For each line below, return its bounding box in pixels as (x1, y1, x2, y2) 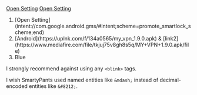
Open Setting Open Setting (6, 5, 72, 12)
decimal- (159, 76, 181, 83)
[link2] (162, 35, 179, 42)
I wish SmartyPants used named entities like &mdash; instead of (6, 76, 159, 83)
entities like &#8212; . (29, 83, 78, 90)
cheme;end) (14, 29, 44, 36)
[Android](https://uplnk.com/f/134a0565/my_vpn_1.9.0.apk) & (14, 35, 162, 42)
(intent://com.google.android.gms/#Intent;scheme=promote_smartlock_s (14, 23, 191, 29)
